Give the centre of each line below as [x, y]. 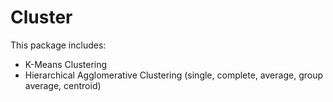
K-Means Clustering [66, 64]
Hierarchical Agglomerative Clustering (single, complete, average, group [173, 75]
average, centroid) [63, 85]
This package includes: [58, 45]
